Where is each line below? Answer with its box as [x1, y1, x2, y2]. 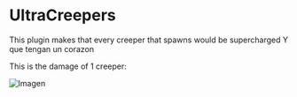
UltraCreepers [9, 5, 117, 26]
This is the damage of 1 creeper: [9, 61, 127, 71]
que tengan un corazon [9, 43, 95, 54]
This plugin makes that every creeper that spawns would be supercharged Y [9, 34, 289, 45]
